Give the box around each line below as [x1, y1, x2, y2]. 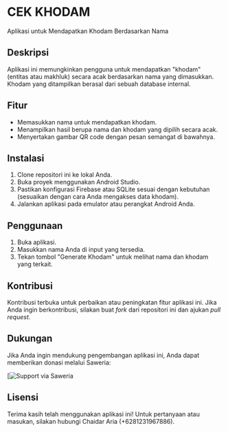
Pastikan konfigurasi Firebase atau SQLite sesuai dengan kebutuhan [16, 185, 210, 193]
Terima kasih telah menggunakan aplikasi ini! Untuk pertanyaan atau [7, 410, 201, 418]
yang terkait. [16, 260, 53, 268]
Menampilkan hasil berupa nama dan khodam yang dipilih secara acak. [16, 125, 218, 133]
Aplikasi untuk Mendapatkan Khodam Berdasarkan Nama [7, 27, 169, 35]
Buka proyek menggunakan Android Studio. [16, 178, 141, 186]
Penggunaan [7, 219, 63, 231]
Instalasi [7, 152, 45, 164]
